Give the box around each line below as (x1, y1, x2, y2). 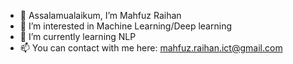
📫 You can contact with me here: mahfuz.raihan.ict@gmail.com (19, 42, 283, 54)
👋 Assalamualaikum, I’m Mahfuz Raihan (19, 10, 182, 21)
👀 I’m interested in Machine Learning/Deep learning (19, 20, 232, 32)
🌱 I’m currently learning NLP (19, 31, 137, 42)
